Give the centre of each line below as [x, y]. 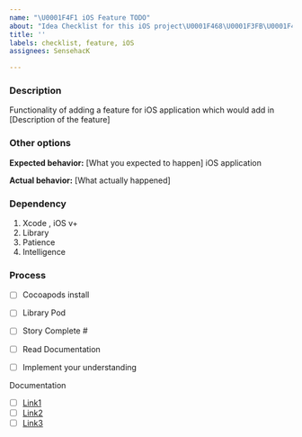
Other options [40, 143]
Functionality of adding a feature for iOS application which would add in [142, 110]
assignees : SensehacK [50, 51]
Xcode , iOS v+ [50, 223]
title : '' [28, 34]
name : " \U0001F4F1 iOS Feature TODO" [80, 18]
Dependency [38, 204]
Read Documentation [61, 349]
